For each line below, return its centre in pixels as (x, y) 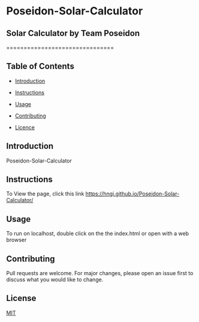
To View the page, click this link (45, 194)
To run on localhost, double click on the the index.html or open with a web (98, 234)
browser (16, 240)
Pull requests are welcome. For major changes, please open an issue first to (100, 273)
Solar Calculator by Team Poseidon (73, 33)
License (21, 298)
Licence (25, 127)
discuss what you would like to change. (55, 279)
